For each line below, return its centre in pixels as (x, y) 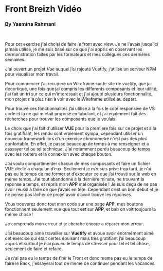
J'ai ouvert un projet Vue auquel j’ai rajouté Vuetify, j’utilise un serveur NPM (81, 69)
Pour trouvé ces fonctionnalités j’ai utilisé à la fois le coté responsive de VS (80, 108)
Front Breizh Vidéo (43, 9)
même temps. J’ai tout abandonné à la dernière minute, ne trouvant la (75, 179)
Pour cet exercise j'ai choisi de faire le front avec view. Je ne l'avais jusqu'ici (82, 44)
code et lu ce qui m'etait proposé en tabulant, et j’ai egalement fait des (76, 114)
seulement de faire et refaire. (34, 249)
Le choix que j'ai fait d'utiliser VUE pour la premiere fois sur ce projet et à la (81, 128)
